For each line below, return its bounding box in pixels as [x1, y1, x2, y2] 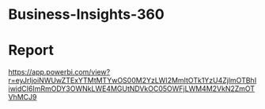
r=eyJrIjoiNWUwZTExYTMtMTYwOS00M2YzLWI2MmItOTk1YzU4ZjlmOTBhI [8, 76, 257, 85]
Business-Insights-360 [8, 5, 165, 24]
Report [8, 42, 54, 60]
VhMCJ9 [8, 93, 37, 102]
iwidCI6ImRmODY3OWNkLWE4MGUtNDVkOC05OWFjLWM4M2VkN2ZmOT [8, 84, 256, 93]
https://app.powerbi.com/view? [8, 67, 111, 77]
